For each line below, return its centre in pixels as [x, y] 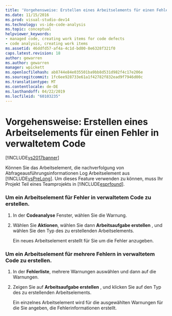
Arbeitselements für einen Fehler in [82, 133]
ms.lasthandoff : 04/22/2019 [35, 91]
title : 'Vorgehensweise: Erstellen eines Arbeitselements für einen [80, 10]
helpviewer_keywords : [28, 34]
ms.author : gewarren [27, 63]
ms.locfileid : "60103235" [33, 96]
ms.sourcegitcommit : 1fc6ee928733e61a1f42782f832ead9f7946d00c [74, 77]
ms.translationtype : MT [31, 82]
